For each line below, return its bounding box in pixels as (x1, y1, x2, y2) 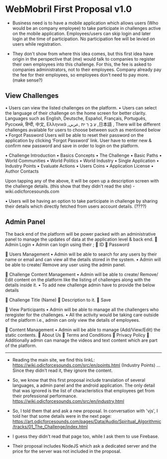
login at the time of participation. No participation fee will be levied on (12, 36, 156, 42)
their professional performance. (12, 393, 78, 399)
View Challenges (5, 92, 59, 100)
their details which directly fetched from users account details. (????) (5, 203, 147, 209)
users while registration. (12, 41, 62, 47)
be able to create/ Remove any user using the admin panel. (5, 262, 126, 268)
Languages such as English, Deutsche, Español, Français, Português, (5, 115, 147, 121)
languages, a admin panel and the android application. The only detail (12, 382, 155, 388)
